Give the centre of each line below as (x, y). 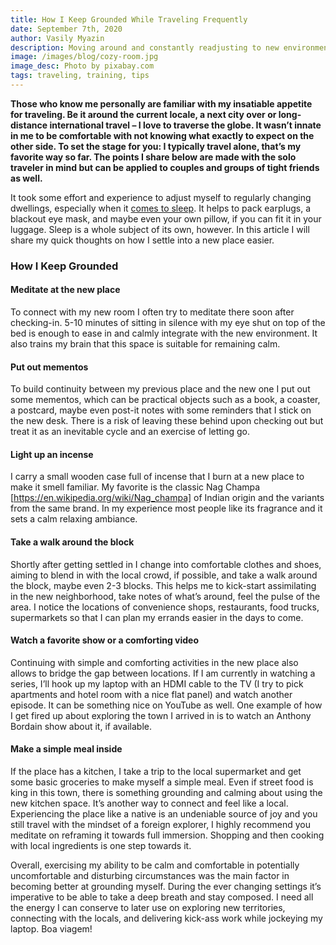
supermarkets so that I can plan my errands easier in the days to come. (157, 617)
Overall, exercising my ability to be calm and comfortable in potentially (155, 865)
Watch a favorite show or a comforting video (105, 640)
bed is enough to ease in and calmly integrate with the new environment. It (164, 333)
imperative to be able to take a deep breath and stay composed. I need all (162, 897)
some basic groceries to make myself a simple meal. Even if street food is (162, 782)
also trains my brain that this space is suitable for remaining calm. (145, 344)
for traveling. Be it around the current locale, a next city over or (143, 114)
